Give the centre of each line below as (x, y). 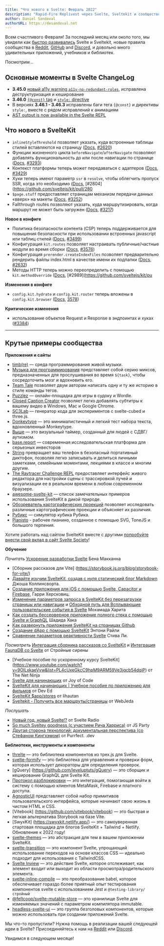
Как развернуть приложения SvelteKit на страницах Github (73, 625)
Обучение (16, 549)
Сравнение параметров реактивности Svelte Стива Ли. (70, 635)
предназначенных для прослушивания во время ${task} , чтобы (79, 375)
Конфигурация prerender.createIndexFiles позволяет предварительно (85, 254)
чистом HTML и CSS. (34, 806)
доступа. (21, 790)
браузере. (22, 489)
